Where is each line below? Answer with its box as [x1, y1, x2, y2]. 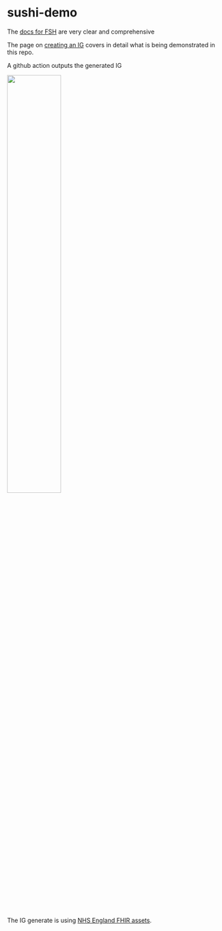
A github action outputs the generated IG [7, 61, 122, 69]
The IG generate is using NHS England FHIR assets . [7, 916, 152, 924]
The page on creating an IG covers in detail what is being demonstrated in [7, 40, 215, 49]
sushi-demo [7, 5, 77, 21]
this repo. [7, 48, 34, 56]
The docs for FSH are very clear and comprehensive [7, 27, 155, 36]
